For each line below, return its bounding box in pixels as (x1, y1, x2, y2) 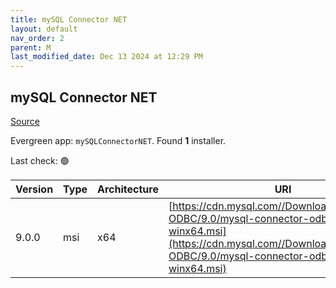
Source (10, 115, 40, 127)
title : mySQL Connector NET (10, 14, 128, 25)
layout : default (10, 24, 78, 34)
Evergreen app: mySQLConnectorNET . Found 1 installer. (10, 134, 227, 146)
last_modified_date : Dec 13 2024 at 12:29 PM (10, 52, 203, 62)
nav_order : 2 (10, 33, 65, 43)
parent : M (10, 42, 52, 53)
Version (15, 182, 54, 196)
